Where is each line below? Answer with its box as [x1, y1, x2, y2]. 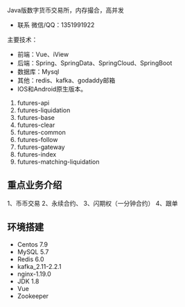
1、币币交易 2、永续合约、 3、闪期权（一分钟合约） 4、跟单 [7, 199, 178, 207]
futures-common [17, 128, 66, 137]
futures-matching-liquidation [17, 158, 100, 166]
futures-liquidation [17, 106, 71, 114]
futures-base [17, 114, 55, 121]
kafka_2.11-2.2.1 [17, 262, 62, 270]
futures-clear [17, 121, 55, 129]
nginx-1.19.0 [17, 270, 52, 278]
